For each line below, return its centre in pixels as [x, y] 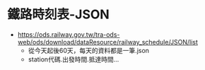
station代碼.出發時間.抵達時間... [74, 59]
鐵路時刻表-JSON [58, 14]
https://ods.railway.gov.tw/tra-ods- [69, 34]
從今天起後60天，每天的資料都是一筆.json [89, 50]
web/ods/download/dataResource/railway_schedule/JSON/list [107, 42]
